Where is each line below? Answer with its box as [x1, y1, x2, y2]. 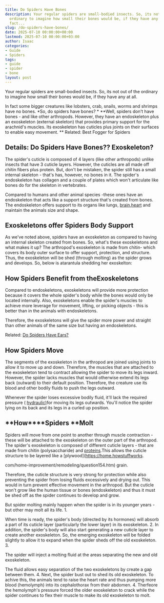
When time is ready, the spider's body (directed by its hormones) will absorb [5, 516, 159, 522]
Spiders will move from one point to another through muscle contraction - [5, 432, 153, 438]
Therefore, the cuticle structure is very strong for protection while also [5, 471, 146, 477]
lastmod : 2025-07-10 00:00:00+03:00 [5, 35, 80, 40]
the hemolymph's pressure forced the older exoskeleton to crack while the [5, 587, 155, 593]
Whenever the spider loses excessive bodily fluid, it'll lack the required [5, 395, 147, 400]
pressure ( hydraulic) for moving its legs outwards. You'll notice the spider [5, 400, 153, 405]
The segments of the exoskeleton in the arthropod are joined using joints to [5, 359, 156, 365]
